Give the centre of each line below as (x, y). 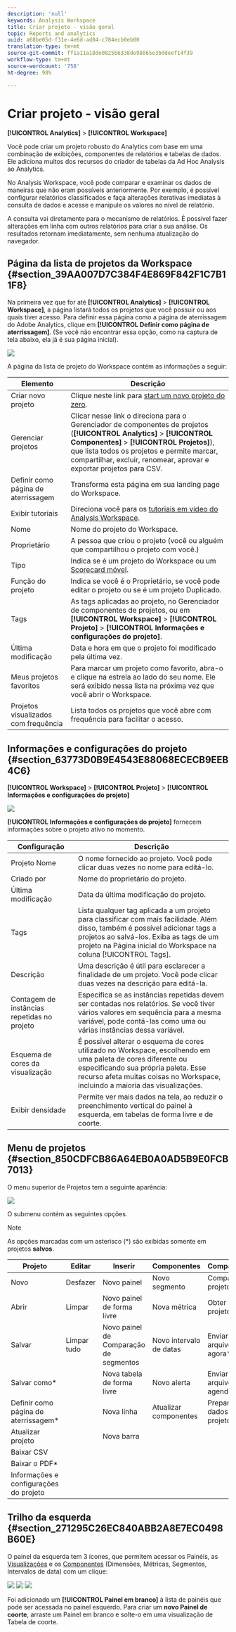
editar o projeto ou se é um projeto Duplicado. (146, 590)
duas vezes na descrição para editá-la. (143, 983)
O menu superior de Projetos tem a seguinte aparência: (87, 1187)
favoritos (25, 686)
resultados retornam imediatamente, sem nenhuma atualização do (103, 234)
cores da (25, 1064)
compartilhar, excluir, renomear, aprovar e (140, 460)
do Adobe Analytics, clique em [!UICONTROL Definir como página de (108, 325)
